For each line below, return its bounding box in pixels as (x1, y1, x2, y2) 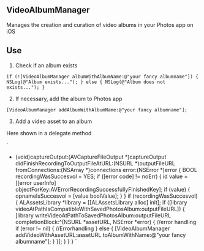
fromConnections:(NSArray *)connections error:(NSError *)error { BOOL (15, 166, 198, 173)
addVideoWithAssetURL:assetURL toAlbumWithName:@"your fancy (15, 231, 186, 238)
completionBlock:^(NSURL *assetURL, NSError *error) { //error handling (15, 218, 197, 225)
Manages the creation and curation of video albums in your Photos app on (6, 21, 194, 28)
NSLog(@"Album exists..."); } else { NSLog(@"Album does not (6, 79, 166, 85)
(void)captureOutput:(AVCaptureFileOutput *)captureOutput (15, 153, 167, 160)
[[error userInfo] (15, 179, 56, 186)
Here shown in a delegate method (6, 129, 92, 137)
